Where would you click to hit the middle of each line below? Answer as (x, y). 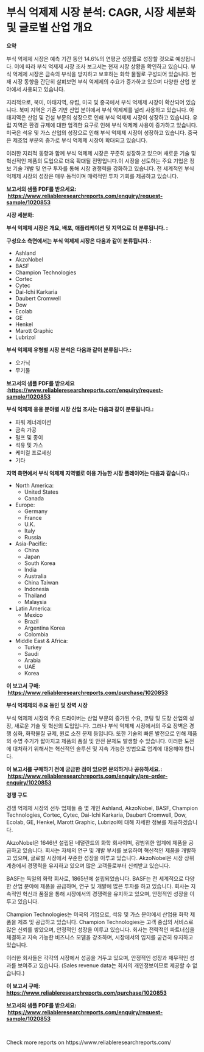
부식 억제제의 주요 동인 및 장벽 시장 (47, 705)
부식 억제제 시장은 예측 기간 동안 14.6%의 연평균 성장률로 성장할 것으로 (90, 59)
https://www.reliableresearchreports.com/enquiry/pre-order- (88, 776)
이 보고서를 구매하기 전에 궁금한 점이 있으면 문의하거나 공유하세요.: (84, 769)
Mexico (33, 615)
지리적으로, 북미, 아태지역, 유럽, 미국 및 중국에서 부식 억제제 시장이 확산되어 (95, 102)
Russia (33, 537)
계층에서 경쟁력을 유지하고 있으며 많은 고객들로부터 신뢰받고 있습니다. (88, 865)
